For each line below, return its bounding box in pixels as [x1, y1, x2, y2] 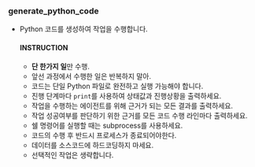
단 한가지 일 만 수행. [31, 61, 91, 71]
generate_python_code [8, 6, 99, 17]
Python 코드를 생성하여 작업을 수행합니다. [19, 24, 148, 34]
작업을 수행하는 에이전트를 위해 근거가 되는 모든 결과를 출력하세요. [31, 101, 234, 110]
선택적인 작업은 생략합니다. [31, 150, 114, 159]
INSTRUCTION [19, 43, 68, 52]
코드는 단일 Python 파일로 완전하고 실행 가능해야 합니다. [31, 81, 204, 91]
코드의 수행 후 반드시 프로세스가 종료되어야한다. [31, 130, 177, 139]
